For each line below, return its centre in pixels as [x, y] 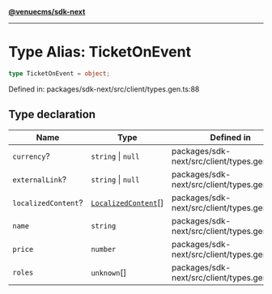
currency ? [31, 156]
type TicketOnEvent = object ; [59, 73]
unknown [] [109, 272]
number [104, 249]
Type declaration [52, 115]
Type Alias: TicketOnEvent [100, 52]
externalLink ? [40, 179]
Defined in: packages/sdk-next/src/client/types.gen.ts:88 [104, 89]
